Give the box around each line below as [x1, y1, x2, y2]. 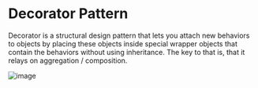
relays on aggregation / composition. [8, 56, 128, 65]
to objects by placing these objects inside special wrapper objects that [8, 38, 238, 48]
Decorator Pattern [8, 5, 129, 23]
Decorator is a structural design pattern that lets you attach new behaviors [8, 31, 250, 40]
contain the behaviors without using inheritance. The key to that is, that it [8, 47, 245, 57]
